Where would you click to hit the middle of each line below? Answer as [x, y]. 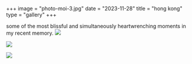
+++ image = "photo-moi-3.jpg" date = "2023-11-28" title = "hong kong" [94, 9]
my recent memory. [30, 33]
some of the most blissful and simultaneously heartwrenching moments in [96, 26]
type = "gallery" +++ [31, 15]
